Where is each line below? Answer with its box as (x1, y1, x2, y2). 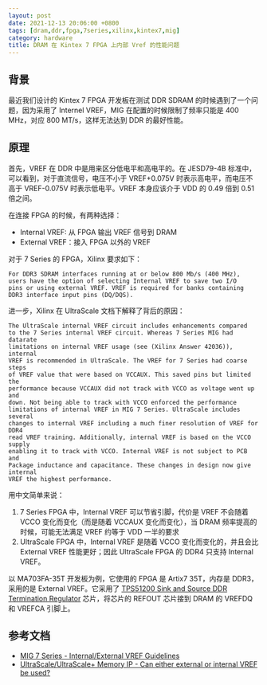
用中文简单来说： (8, 490, 65, 499)
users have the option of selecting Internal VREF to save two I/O (8, 276, 238, 285)
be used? (19, 667, 51, 677)
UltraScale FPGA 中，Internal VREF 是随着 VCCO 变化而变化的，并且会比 (19, 537, 259, 546)
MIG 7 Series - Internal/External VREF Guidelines (19, 651, 180, 660)
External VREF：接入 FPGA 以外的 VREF (19, 237, 151, 247)
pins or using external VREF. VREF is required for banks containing (8, 284, 245, 292)
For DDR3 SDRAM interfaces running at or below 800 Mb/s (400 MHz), (8, 270, 241, 278)
